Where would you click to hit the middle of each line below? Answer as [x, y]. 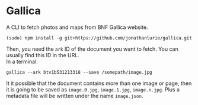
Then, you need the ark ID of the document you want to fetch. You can [92, 49]
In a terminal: [22, 61]
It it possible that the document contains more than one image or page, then [99, 83]
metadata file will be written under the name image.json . [75, 96]
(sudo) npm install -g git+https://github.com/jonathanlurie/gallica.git [99, 38]
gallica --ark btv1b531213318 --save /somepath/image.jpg [79, 72]
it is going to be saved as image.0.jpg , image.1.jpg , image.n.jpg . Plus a [93, 89]
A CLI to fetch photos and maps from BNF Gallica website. [77, 27]
